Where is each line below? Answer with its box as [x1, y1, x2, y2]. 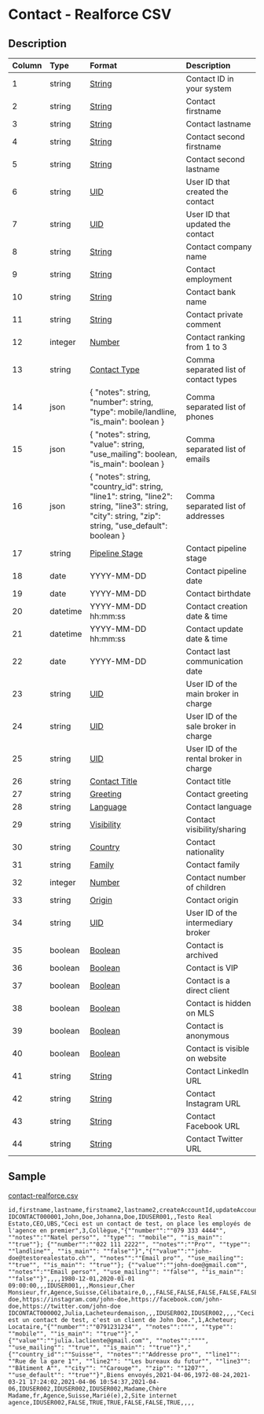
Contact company [185, 241, 252, 252]
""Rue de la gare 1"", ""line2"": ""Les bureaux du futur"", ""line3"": [8, 1357, 251, 1365]
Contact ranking [185, 332, 246, 343]
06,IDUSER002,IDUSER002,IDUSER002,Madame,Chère [8, 1385, 167, 1393]
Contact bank [185, 287, 236, 297]
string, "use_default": [90, 520, 168, 531]
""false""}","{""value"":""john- [103, 1247, 213, 1255]
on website [185, 1053, 227, 1063]
